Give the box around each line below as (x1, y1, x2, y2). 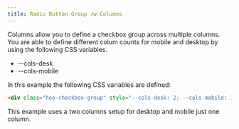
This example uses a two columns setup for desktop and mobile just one (7, 107, 220, 115)
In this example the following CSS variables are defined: (7, 80, 171, 89)
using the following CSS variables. (7, 45, 108, 53)
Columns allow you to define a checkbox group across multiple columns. (7, 30, 221, 38)
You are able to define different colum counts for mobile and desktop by (7, 37, 218, 46)
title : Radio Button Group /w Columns (7, 10, 122, 18)
